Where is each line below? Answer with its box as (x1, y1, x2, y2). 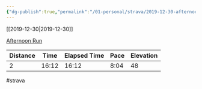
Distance (9, 51, 35, 60)
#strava (6, 76, 25, 84)
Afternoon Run (6, 37, 43, 44)
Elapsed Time (64, 51, 105, 60)
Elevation (130, 51, 158, 60)
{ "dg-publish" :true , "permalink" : (6, 8, 90, 15)
